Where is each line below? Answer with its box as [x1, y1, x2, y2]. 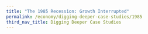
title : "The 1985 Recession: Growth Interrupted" [6, 8, 130, 14]
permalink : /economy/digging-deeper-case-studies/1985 [6, 14, 143, 20]
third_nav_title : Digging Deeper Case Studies [6, 19, 122, 25]
